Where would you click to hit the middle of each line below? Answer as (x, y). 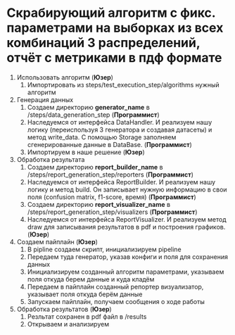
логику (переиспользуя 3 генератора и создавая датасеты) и (120, 129)
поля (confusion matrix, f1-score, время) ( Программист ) (112, 197)
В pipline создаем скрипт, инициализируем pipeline (104, 249)
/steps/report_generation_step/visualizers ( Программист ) (112, 212)
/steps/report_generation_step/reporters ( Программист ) (110, 175)
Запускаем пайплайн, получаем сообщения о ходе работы (116, 301)
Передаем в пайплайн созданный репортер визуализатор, (115, 286)
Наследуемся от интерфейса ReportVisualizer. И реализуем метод (127, 219)
